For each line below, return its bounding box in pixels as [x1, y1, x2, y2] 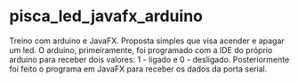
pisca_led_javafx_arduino [9, 6, 203, 26]
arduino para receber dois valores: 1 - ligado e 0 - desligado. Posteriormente [9, 54, 290, 64]
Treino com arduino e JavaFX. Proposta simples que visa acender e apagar [9, 35, 285, 46]
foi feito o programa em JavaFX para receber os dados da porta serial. [9, 64, 268, 74]
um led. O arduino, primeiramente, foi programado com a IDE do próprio [9, 44, 273, 55]
